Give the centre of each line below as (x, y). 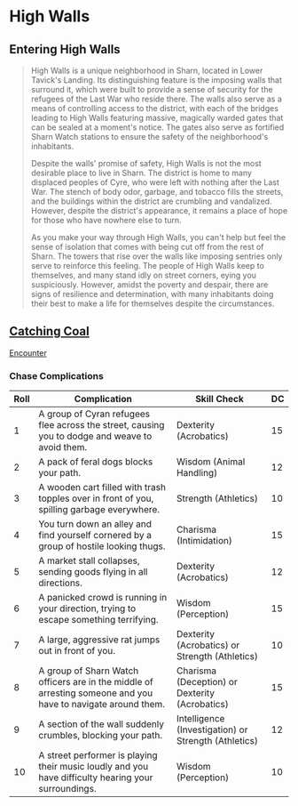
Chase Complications (56, 375)
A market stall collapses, (89, 560)
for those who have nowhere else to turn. (106, 220)
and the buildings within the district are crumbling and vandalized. (151, 201)
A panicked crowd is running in (103, 598)
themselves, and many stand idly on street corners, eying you (144, 275)
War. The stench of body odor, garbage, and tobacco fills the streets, (157, 192)
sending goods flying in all (93, 572)
